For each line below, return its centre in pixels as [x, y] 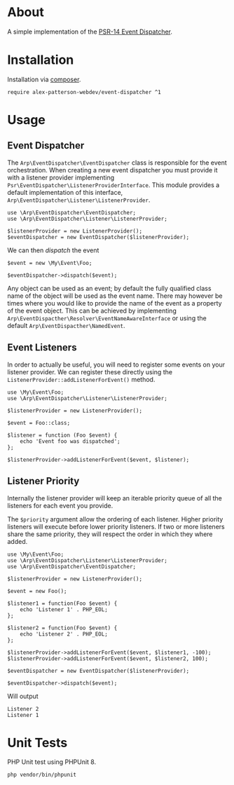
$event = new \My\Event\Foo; [50, 263]
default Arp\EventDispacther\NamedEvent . [66, 325]
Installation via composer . [44, 79]
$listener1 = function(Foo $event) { [62, 603]
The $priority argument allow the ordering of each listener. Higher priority [115, 519]
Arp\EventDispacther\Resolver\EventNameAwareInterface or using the [107, 318]
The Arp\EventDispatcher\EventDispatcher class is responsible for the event [117, 163]
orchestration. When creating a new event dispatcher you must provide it [113, 170]
